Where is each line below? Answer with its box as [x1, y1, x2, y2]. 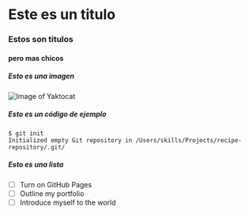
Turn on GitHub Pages [19, 179, 92, 189]
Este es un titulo [8, 6, 116, 24]
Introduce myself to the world [19, 198, 116, 207]
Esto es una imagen [8, 71, 75, 81]
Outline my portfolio [19, 188, 85, 198]
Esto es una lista [8, 160, 64, 169]
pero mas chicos [8, 53, 64, 62]
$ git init [8, 129, 44, 138]
